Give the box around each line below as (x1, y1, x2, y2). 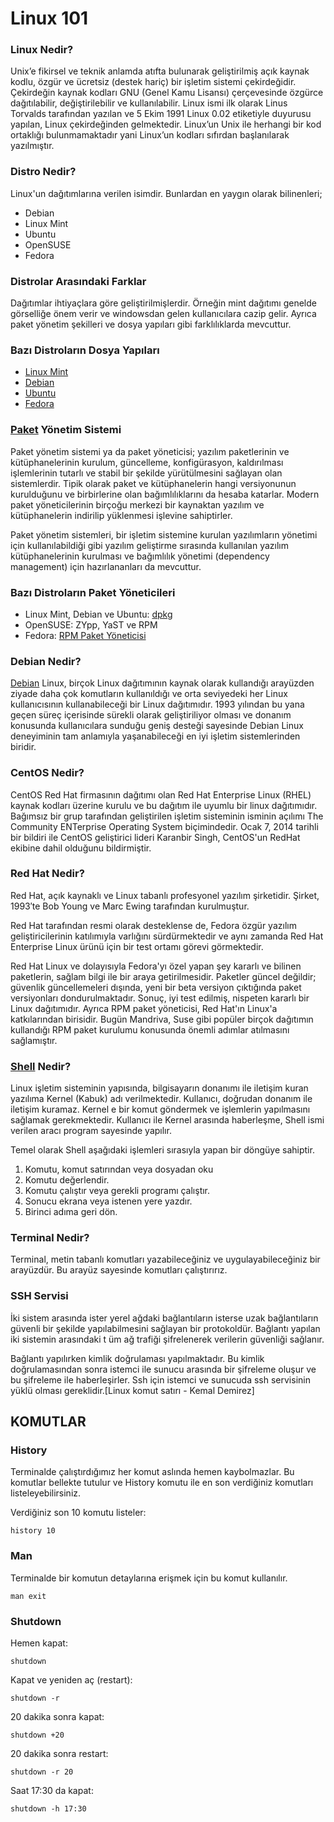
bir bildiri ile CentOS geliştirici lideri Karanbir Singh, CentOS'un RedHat (10, 831, 301, 843)
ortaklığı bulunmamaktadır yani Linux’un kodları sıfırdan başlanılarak (10, 129, 290, 141)
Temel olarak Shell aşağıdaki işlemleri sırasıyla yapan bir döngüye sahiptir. (10, 1144, 315, 1156)
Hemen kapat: (10, 1637, 68, 1649)
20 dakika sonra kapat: (10, 1711, 105, 1723)
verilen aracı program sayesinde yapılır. (10, 1125, 172, 1137)
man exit (10, 1591, 47, 1601)
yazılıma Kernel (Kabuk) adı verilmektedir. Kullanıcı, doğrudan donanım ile (10, 1093, 313, 1105)
